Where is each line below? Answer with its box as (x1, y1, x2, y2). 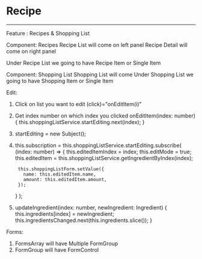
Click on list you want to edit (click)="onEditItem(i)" (14, 100, 142, 107)
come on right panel (6, 47, 56, 55)
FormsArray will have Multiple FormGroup (14, 240, 118, 247)
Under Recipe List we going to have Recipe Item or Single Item (6, 59, 161, 67)
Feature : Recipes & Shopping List (6, 29, 90, 37)
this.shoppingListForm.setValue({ (17, 166, 105, 172)
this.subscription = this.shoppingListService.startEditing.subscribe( (14, 141, 182, 149)
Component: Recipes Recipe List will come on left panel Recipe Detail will (6, 41, 188, 49)
